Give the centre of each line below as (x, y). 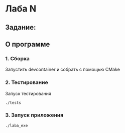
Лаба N (21, 9)
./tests (13, 103)
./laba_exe (17, 125)
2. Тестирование (27, 82)
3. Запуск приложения (34, 115)
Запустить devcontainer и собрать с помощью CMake (63, 70)
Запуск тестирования (28, 93)
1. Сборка (18, 58)
